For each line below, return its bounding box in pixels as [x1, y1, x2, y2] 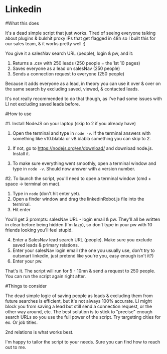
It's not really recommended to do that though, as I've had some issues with [5, 96, 162, 102]
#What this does [5, 20, 39, 26]
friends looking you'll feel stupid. [5, 227, 73, 233]
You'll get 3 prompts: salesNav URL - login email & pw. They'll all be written [5, 216, 160, 222]
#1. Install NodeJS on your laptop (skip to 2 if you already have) [5, 120, 136, 126]
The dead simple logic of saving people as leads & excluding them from [5, 293, 153, 299]
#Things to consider [5, 283, 47, 289]
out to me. [5, 344, 27, 350]
